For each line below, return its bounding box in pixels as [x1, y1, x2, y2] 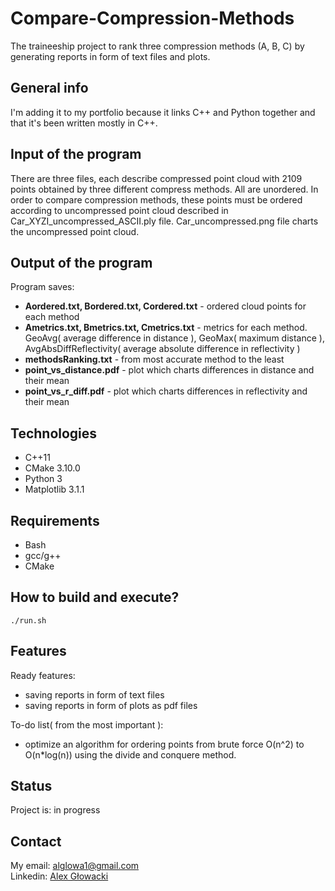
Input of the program [10, 146, 142, 163]
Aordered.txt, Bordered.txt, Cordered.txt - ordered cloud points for [24, 300, 307, 312]
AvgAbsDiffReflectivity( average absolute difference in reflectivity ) [24, 343, 301, 355]
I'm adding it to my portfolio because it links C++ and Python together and [10, 106, 316, 118]
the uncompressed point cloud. [10, 225, 140, 237]
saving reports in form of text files [24, 688, 165, 701]
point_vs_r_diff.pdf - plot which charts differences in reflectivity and [24, 385, 308, 397]
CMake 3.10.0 [24, 462, 81, 474]
